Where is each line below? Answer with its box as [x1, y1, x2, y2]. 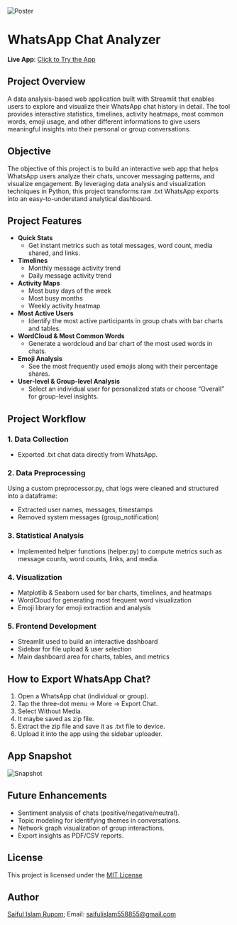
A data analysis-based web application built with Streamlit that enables [7, 94, 215, 103]
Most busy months [28, 294, 83, 303]
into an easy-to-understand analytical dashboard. [7, 194, 153, 202]
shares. [28, 369, 50, 378]
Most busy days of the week [28, 286, 111, 295]
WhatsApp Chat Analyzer [7, 32, 161, 48]
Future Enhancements [7, 789, 108, 802]
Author [7, 891, 39, 903]
